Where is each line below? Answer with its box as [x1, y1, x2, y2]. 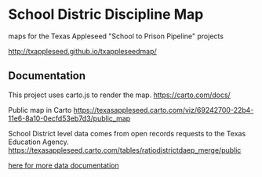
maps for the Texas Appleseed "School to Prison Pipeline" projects [8, 31, 224, 41]
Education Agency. [8, 137, 69, 146]
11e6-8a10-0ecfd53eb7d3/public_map [8, 114, 131, 123]
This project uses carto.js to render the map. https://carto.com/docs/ [8, 90, 231, 99]
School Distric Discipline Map [8, 5, 204, 23]
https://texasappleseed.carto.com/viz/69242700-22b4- [73, 105, 254, 114]
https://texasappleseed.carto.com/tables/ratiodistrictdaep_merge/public [8, 145, 242, 154]
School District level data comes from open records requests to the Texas [8, 128, 246, 138]
